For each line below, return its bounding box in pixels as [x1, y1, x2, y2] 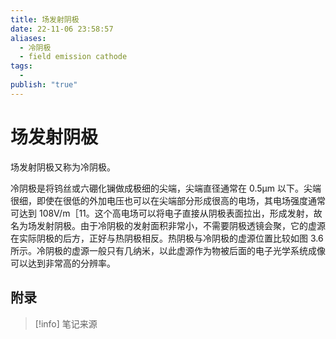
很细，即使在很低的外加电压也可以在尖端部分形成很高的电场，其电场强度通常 [10, 194, 326, 206]
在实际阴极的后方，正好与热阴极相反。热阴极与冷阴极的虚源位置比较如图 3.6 [10, 232, 324, 244]
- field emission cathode [19, 52, 128, 62]
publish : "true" [10, 80, 78, 90]
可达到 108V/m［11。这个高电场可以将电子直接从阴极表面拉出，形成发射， [10, 207, 314, 219]
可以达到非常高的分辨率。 [10, 257, 116, 269]
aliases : [10, 33, 47, 43]
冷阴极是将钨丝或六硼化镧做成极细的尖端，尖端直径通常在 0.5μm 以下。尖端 [10, 182, 322, 194]
